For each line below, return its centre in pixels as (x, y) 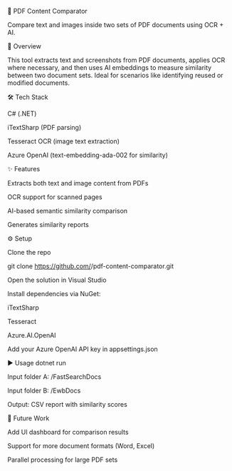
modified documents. (38, 83)
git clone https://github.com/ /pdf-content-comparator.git (91, 266)
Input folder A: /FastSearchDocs (54, 377)
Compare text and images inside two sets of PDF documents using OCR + (116, 25)
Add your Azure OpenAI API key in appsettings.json (83, 349)
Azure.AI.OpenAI (32, 335)
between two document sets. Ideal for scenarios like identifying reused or (115, 75)
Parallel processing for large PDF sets (63, 460)
